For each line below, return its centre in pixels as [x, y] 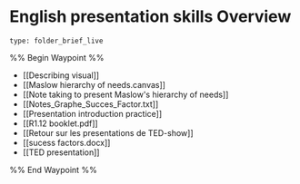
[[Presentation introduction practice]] [92, 113]
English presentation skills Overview [150, 17]
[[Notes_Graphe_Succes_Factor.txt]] [90, 104]
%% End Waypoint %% [53, 169]
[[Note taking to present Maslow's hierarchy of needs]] [125, 94]
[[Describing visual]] [61, 75]
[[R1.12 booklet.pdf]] [60, 123]
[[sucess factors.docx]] [66, 142]
